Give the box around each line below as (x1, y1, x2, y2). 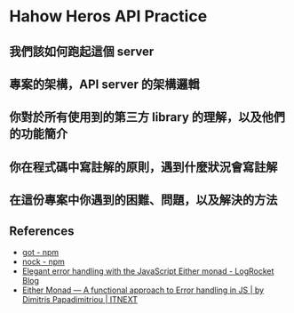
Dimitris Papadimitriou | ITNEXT (21, 293, 139, 304)
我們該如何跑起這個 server (9, 44, 155, 59)
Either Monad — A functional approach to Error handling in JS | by (21, 285, 265, 295)
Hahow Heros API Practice (9, 6, 208, 27)
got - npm (21, 246, 60, 257)
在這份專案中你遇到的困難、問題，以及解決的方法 (9, 193, 278, 208)
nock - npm (21, 256, 65, 267)
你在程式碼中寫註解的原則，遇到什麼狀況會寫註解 (9, 159, 278, 174)
